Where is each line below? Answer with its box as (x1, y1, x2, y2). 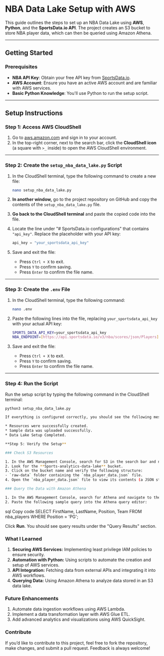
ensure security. (12, 552, 45, 557)
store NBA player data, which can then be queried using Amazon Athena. (5, 30, 152, 36)
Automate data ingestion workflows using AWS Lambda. (12, 606, 125, 612)
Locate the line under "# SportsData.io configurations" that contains (12, 226, 149, 232)
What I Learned (5, 535, 42, 542)
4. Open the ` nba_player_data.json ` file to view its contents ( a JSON (5, 477, 154, 482)
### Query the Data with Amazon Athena (5, 486, 86, 491)
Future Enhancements (5, 595, 59, 602)
